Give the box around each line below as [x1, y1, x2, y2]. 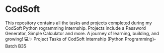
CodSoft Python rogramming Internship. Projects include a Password [5, 25, 146, 31]
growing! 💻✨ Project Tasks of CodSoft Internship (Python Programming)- [5, 36, 157, 42]
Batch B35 [5, 43, 26, 49]
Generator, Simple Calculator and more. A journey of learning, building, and [5, 30, 159, 36]
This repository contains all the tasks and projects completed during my [5, 20, 152, 26]
